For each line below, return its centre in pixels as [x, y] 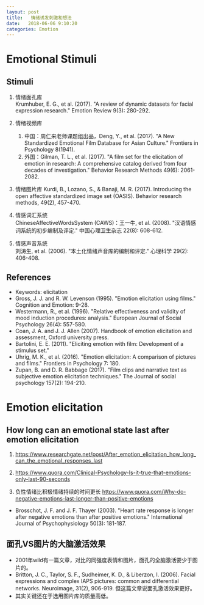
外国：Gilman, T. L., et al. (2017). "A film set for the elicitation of [104, 157]
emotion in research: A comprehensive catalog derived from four [105, 164]
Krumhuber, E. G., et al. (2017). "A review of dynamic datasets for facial [104, 104]
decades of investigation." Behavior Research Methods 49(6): [102, 170]
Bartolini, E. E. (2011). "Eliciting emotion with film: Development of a [99, 344]
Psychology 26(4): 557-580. [51, 324]
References [29, 277]
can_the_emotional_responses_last [59, 461]
